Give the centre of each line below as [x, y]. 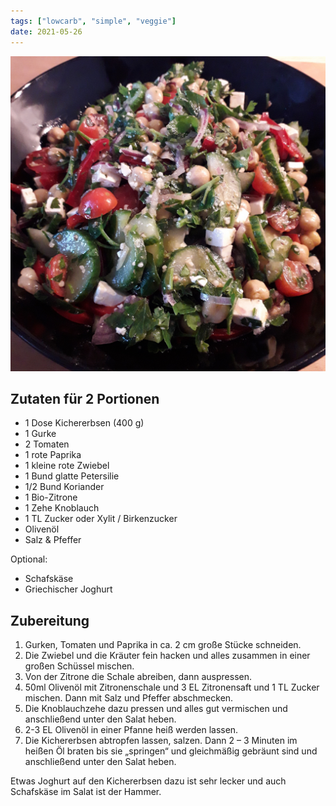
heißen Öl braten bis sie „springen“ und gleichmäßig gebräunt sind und [171, 751]
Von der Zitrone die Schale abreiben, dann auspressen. [138, 677]
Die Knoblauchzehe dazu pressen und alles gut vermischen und [156, 709]
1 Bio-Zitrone [51, 497]
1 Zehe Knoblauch [62, 508]
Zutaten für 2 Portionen [85, 398]
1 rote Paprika [53, 455]
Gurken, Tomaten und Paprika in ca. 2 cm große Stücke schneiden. [163, 645]
